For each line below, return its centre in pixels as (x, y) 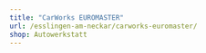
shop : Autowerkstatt (49, 34)
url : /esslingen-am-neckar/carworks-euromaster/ (103, 26)
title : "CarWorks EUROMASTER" (67, 18)
